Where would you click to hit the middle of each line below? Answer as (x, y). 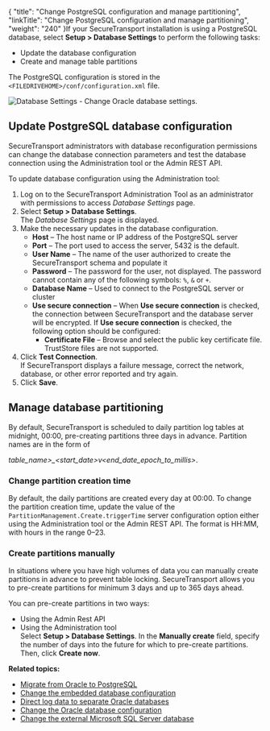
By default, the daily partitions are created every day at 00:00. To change (130, 498)
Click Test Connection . (59, 357)
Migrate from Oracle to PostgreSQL (79, 684)
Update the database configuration (78, 53)
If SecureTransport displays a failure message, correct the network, (132, 365)
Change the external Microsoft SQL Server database (107, 719)
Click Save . (39, 382)
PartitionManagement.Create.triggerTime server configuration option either (134, 515)
